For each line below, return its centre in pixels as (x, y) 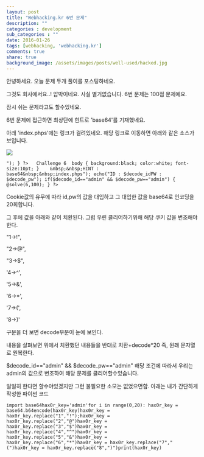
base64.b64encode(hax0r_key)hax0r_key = (58, 410)
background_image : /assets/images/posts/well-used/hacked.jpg (87, 63)
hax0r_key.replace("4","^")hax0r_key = (57, 432)
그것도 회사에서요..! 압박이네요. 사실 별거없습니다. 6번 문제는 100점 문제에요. (97, 94)
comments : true (26, 52)
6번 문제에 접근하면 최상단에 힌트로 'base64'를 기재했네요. (76, 120)
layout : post (23, 12)
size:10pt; (20, 169)
